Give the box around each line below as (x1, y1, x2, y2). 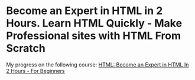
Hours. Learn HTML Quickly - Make (6, 16, 182, 30)
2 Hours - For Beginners (6, 67, 65, 74)
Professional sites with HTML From (6, 29, 181, 42)
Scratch (6, 42, 45, 55)
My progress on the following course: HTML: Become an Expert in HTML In (6, 61, 189, 68)
